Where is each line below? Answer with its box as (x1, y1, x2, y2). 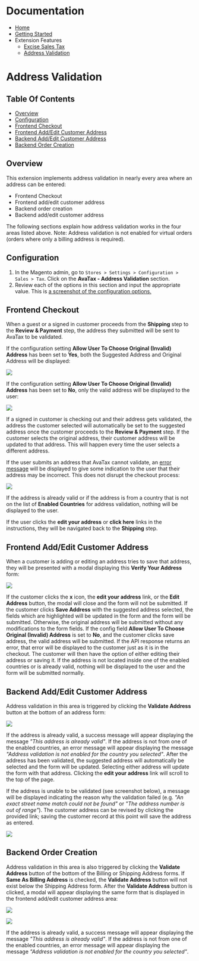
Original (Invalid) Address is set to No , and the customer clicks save (6, 631, 175, 638)
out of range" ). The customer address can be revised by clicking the (6, 807, 174, 813)
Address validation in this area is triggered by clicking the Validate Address (6, 702, 191, 709)
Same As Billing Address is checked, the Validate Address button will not (6, 876, 188, 883)
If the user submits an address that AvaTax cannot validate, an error (6, 459, 172, 466)
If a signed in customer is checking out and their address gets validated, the (6, 416, 192, 423)
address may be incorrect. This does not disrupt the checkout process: (6, 472, 180, 479)
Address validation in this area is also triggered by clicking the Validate (6, 863, 180, 870)
